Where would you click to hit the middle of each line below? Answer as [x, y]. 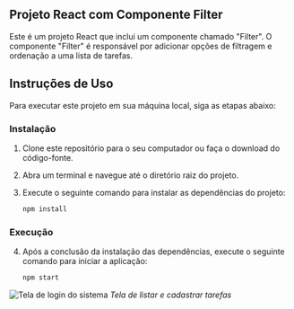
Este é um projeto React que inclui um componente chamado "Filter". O [141, 36]
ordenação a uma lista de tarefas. [71, 55]
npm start [41, 278]
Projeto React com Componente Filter [116, 15]
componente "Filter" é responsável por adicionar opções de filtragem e [141, 46]
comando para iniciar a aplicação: [85, 261]
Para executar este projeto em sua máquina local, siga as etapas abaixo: [143, 105]
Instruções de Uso [61, 84]
